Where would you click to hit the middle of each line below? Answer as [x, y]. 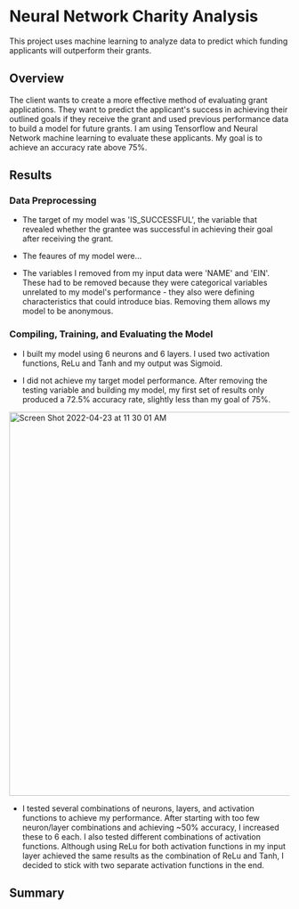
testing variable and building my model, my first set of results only [143, 390]
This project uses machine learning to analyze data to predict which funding [149, 41]
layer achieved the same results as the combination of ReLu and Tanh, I [153, 856]
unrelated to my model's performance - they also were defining [138, 292]
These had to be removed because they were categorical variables [145, 283]
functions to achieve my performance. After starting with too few [141, 817]
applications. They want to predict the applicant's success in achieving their [149, 110]
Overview [37, 79]
